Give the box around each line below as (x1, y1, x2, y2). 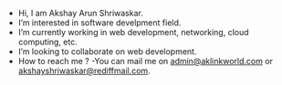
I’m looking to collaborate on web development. (17, 46, 197, 57)
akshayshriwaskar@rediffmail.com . (17, 65, 151, 76)
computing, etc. (17, 36, 78, 47)
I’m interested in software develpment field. (17, 17, 182, 28)
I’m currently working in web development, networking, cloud (17, 27, 249, 37)
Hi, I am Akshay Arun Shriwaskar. (17, 8, 143, 18)
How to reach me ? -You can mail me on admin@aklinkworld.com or (17, 56, 274, 66)
